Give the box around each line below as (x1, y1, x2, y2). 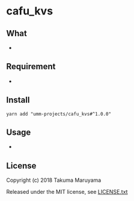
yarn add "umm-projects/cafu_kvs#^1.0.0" (6, 111, 112, 117)
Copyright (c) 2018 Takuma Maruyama (6, 176, 102, 184)
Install (6, 95, 30, 105)
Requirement (6, 61, 56, 72)
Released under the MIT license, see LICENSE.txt (6, 188, 128, 196)
